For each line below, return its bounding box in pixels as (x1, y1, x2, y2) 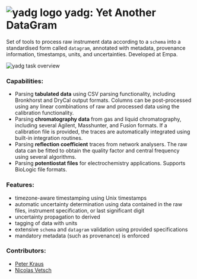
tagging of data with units (14, 219, 78, 226)
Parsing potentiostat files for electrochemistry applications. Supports (14, 160, 186, 167)
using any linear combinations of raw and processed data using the (14, 103, 180, 110)
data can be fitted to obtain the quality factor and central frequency (14, 147, 180, 154)
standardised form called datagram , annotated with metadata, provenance (6, 44, 186, 52)
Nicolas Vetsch (14, 267, 52, 274)
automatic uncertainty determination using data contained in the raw (14, 200, 183, 207)
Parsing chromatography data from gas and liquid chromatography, (14, 116, 182, 123)
